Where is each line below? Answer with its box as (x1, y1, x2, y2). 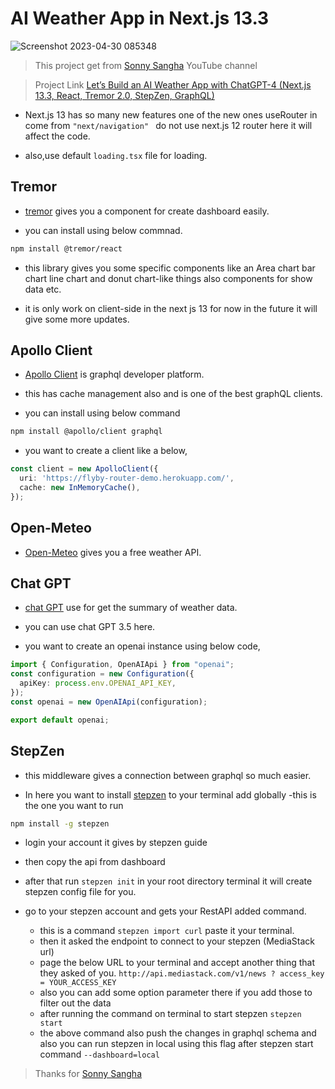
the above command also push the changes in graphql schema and (39, 1027, 317, 1039)
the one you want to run (24, 799, 124, 811)
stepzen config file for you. (24, 886, 137, 898)
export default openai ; (10, 715, 110, 725)
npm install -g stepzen (10, 818, 110, 829)
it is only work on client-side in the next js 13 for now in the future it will (24, 302, 318, 314)
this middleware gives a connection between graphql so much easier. (24, 769, 312, 781)
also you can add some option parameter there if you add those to (39, 987, 313, 999)
